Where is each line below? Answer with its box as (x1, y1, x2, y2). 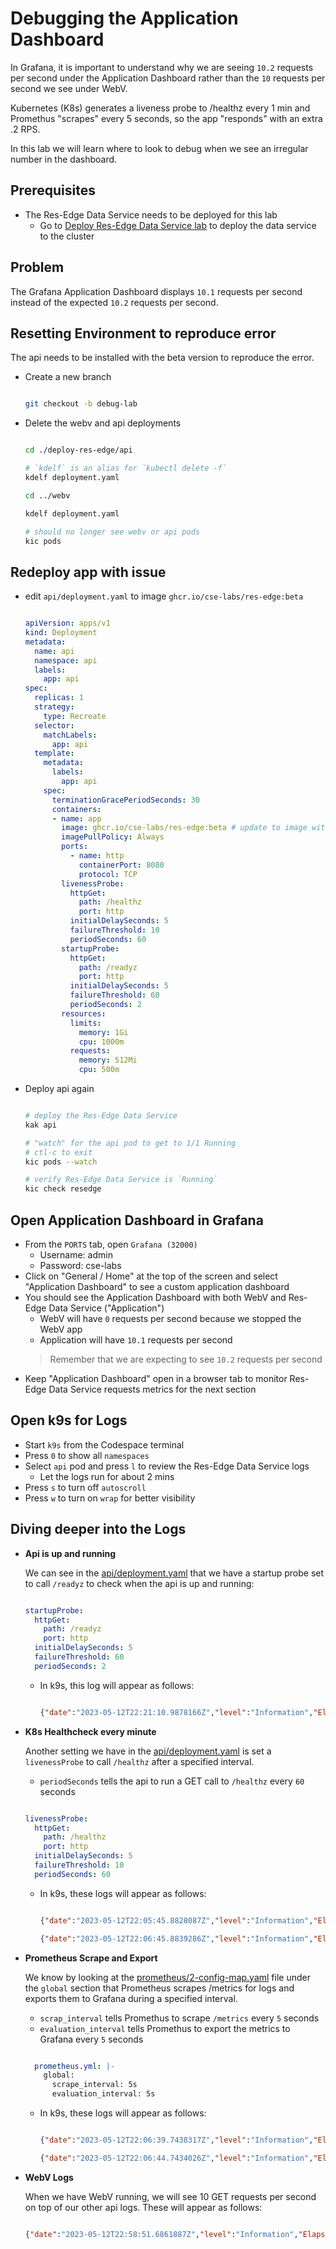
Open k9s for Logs (10, 1412, 128, 1429)
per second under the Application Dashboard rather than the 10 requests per (10, 72, 326, 84)
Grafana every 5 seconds (39, 2033, 144, 2045)
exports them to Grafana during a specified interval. (24, 1992, 238, 2004)
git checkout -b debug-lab (24, 399, 138, 409)
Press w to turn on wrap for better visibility (24, 1492, 196, 1504)
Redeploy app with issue (10, 563, 167, 581)
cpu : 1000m (78, 1037, 125, 1047)
